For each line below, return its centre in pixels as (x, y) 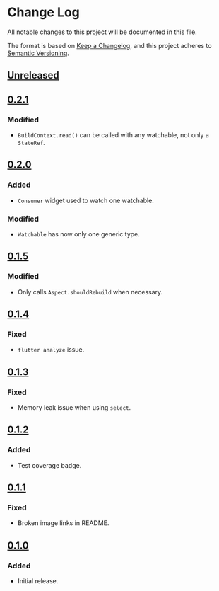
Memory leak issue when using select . (74, 408)
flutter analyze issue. (51, 350)
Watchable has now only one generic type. (78, 234)
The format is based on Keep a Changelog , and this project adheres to (109, 45)
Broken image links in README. (63, 523)
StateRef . (31, 143)
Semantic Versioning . (38, 53)
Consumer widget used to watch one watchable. (85, 200)
